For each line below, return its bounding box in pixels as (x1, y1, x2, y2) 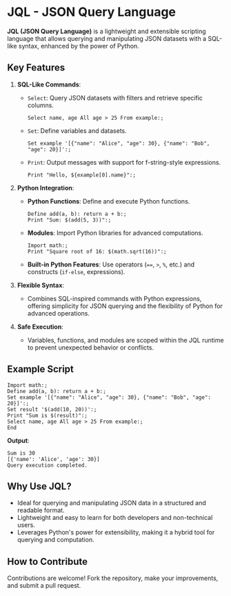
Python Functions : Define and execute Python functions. (27, 197, 190, 205)
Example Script (7, 363, 74, 375)
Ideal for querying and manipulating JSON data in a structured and (17, 499, 207, 507)
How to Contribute (7, 555, 88, 568)
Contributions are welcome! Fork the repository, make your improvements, (7, 574, 219, 582)
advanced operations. (27, 309, 90, 317)
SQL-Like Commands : (17, 80, 81, 89)
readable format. (17, 506, 65, 514)
